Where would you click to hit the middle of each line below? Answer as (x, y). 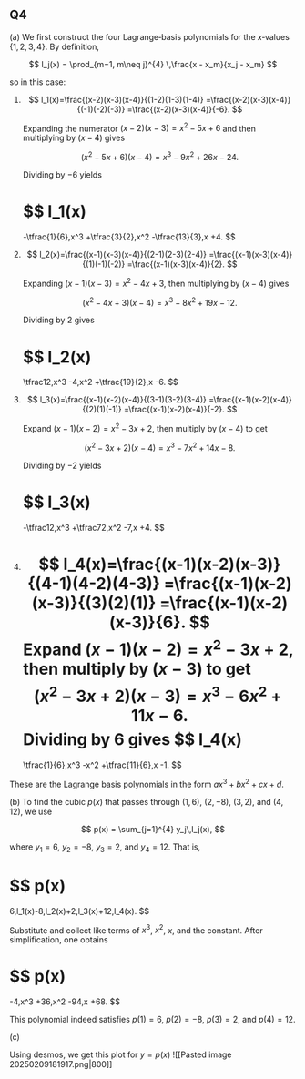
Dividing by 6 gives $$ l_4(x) (132, 740)
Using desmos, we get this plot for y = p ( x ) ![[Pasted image (121, 1054)
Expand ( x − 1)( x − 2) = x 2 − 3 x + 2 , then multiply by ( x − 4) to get (145, 428)
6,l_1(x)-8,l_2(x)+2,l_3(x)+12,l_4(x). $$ (80, 911)
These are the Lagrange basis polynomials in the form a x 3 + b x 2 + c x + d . (147, 784)
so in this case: (38, 82)
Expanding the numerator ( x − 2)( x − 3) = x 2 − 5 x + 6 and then (139, 127)
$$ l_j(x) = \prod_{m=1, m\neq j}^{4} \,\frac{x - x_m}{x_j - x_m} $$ (153, 64)
